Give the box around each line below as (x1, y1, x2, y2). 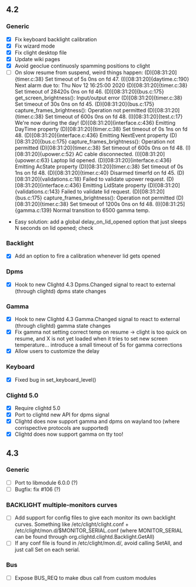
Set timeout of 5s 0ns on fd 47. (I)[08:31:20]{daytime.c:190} (45, 76, 190, 83)
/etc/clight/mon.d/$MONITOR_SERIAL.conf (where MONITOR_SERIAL (14, 527, 183, 534)
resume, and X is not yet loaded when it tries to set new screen (14, 335, 168, 342)
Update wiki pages (14, 55, 61, 62)
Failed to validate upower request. (82, 176, 165, 183)
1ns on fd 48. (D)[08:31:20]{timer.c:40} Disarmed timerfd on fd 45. (14, 169, 175, 176)
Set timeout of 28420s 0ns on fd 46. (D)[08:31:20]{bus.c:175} (14, 88, 164, 95)
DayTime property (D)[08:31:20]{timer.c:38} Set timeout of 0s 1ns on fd (14, 126, 188, 133)
